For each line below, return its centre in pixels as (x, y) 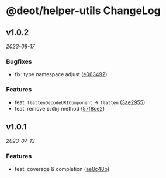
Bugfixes (19, 61)
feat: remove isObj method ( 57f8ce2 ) (60, 108)
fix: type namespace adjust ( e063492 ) (61, 74)
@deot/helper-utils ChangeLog (83, 11)
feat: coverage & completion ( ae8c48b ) (62, 169)
